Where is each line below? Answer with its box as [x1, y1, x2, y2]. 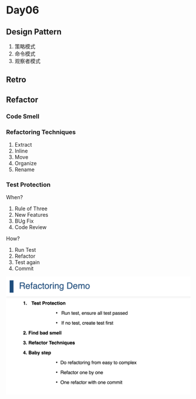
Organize [14, 160, 37, 166]
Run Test [14, 247, 36, 254]
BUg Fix [14, 217, 34, 225]
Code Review [14, 224, 47, 231]
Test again [14, 259, 40, 266]
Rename [14, 166, 35, 173]
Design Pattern [6, 27, 62, 37]
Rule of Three [14, 205, 48, 212]
